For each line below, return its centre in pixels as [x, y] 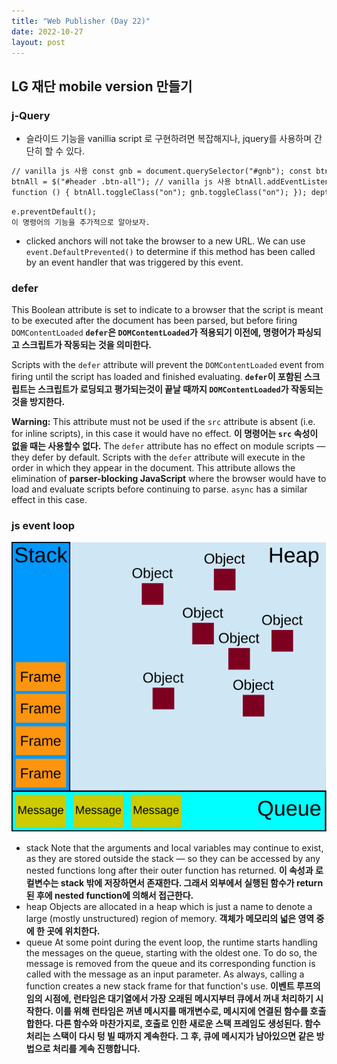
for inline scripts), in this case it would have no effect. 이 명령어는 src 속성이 [165, 433]
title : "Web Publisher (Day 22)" [81, 21]
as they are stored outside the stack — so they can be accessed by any [173, 859]
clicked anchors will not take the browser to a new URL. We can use [165, 241]
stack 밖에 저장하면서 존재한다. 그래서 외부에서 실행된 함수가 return [192, 883]
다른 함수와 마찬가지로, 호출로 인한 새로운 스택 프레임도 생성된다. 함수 [187, 1024]
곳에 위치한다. [73, 931]
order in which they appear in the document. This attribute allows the [153, 467]
